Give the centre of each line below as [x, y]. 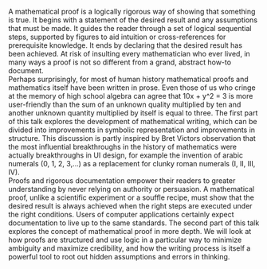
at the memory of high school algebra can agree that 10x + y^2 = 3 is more [131, 96]
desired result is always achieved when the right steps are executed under [130, 206]
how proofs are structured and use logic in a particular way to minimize [125, 240]
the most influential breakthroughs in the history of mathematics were [123, 147]
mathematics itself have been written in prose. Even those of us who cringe [132, 88]
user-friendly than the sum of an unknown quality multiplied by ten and [125, 104]
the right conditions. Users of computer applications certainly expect [121, 214]
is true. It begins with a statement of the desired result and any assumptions [133, 20]
